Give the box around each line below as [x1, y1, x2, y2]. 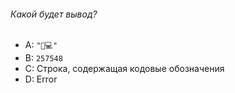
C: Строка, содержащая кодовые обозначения [24, 63, 225, 75]
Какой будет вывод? [10, 8, 98, 20]
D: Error [24, 73, 58, 85]
